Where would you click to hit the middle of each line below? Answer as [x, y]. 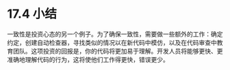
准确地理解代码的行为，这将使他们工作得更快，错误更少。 [88, 59]
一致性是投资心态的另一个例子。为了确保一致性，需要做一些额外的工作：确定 [115, 34]
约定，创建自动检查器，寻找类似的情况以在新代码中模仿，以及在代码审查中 [112, 42]
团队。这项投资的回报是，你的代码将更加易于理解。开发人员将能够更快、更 [118, 51]
